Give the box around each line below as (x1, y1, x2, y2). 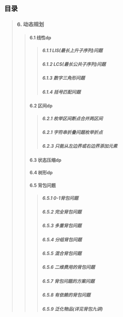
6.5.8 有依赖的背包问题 (42, 292, 91, 298)
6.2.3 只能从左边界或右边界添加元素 (42, 143, 118, 149)
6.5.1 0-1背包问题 (42, 195, 79, 201)
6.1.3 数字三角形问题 (42, 75, 85, 81)
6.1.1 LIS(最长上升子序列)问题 (42, 47, 103, 53)
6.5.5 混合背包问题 (42, 251, 82, 256)
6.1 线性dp (29, 34, 52, 40)
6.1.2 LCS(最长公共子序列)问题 (42, 61, 106, 67)
